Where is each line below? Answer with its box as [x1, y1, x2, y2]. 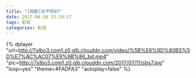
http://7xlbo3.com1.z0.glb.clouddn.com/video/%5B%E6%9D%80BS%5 [18, 47, 190, 54]
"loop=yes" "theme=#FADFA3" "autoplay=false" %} [6, 65, 130, 73]
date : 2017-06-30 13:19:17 [6, 14, 72, 20]
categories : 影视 [6, 24, 47, 31]
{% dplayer [6, 41, 33, 48]
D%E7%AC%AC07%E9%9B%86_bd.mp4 [6, 53, 106, 60]
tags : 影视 [6, 19, 31, 25]
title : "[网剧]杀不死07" [6, 8, 63, 15]
